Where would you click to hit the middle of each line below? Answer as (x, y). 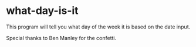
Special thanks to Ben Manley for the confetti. (61, 38)
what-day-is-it (42, 11)
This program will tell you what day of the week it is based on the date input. (98, 27)
